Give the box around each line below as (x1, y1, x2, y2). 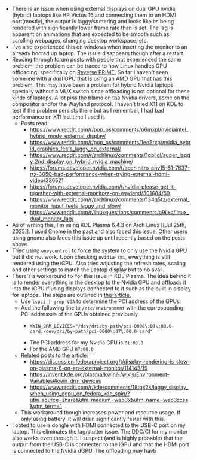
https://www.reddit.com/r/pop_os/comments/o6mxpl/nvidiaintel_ (29, 126, 189, 133)
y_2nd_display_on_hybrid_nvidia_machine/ (29, 158, 134, 165)
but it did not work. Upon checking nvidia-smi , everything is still (11, 253, 170, 260)
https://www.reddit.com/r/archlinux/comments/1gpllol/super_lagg (29, 152, 191, 158)
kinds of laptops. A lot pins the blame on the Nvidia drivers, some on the (11, 94, 190, 101)
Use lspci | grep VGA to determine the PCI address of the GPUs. (20, 298, 181, 305)
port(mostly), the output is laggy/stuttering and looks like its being (11, 18, 174, 25)
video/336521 (29, 177, 64, 184)
